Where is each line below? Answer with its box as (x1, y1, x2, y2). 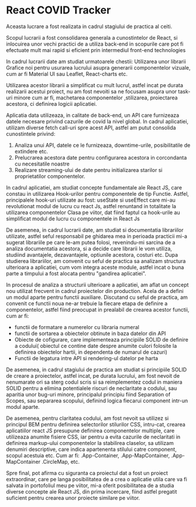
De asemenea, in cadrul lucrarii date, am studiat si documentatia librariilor (6, 226, 184, 233)
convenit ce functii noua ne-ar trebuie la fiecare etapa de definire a (6, 299, 168, 307)
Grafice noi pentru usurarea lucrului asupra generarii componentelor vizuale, (6, 64, 191, 71)
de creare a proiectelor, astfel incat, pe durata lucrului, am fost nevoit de (6, 372, 180, 379)
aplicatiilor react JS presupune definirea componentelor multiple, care (6, 427, 175, 434)
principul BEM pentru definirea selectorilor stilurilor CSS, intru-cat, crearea (6, 420, 185, 427)
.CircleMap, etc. (42, 458, 80, 465)
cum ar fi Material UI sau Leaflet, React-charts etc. (6, 70, 128, 77)
